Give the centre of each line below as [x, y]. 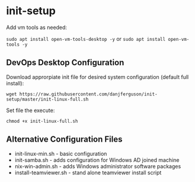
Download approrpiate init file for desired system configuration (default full [97, 77]
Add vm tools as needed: [36, 27]
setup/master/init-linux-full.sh [47, 99]
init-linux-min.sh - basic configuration [61, 154]
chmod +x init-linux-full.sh [42, 121]
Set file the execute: [31, 110]
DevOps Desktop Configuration [65, 63]
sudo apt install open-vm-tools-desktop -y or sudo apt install [86, 39]
